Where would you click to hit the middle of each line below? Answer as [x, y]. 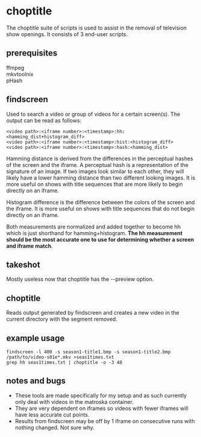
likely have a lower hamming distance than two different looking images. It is [101, 178]
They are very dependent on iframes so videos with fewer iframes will [101, 408]
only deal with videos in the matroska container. [74, 401]
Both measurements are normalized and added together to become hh [94, 227]
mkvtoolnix [20, 74]
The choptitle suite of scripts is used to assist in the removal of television [97, 28]
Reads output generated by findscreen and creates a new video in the [93, 313]
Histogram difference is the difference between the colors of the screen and [100, 202]
